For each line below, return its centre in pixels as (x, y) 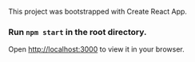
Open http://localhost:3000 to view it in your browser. (97, 49)
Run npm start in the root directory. (78, 32)
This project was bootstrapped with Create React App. (98, 12)
